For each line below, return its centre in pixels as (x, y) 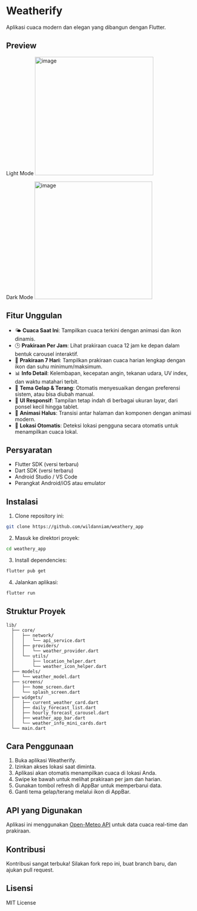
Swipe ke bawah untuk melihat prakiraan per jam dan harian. (88, 779)
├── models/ (26, 671)
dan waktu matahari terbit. (47, 381)
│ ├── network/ (33, 635)
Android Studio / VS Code (46, 477)
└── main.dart (29, 728)
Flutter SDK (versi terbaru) (47, 464)
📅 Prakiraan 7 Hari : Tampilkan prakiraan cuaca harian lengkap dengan (100, 360)
